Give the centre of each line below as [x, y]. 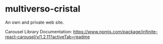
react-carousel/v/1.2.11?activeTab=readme [47, 37]
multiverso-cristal [43, 9]
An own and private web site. [35, 22]
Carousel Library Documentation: [39, 31]
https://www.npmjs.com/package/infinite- [115, 31]
